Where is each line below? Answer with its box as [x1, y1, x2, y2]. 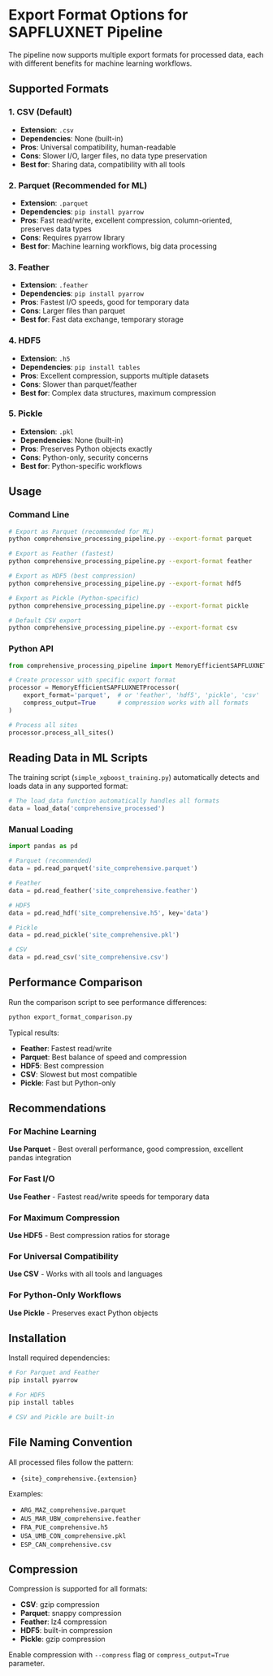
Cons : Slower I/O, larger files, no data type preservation [19, 150, 207, 160]
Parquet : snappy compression [19, 1609, 122, 1618]
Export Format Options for [8, 6, 188, 24]
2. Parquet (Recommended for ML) [8, 180, 148, 191]
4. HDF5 [8, 335, 41, 346]
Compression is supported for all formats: [8, 1584, 148, 1594]
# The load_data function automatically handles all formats [8, 797, 220, 805]
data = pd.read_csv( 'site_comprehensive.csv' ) [8, 953, 169, 962]
